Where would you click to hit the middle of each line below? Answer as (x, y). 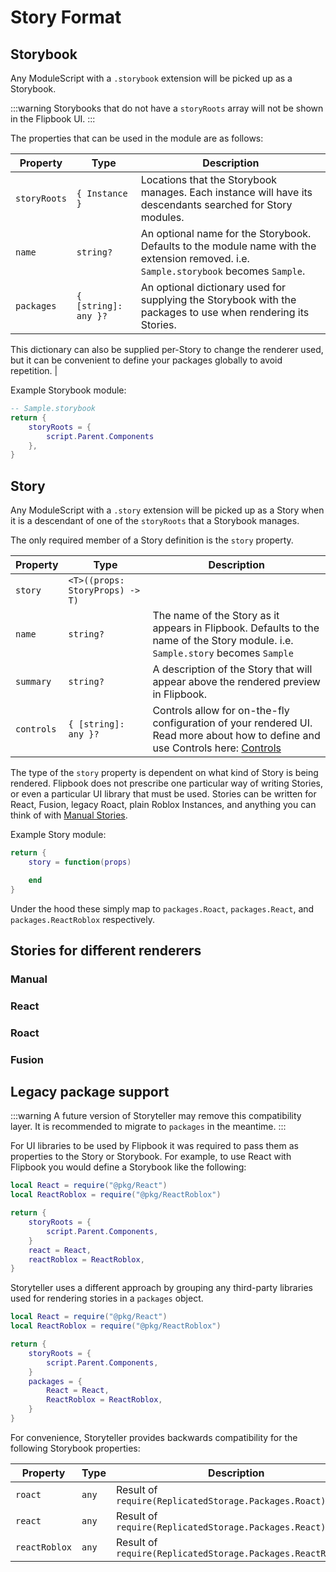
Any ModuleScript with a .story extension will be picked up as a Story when (167, 510)
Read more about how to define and (236, 736)
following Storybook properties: (75, 1448)
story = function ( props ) (80, 862)
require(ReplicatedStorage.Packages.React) (221, 1527)
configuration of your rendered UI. (232, 723)
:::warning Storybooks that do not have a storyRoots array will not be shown (167, 108)
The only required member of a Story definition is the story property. (152, 540)
